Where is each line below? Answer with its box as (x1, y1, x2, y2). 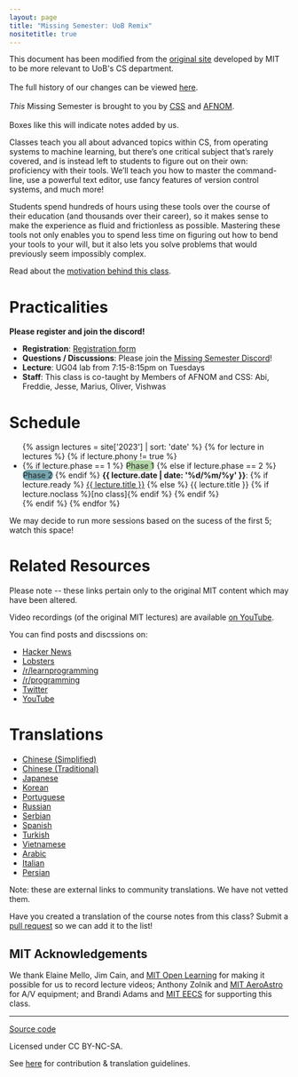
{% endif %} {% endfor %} (21, 498, 121, 509)
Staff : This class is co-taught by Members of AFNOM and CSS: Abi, (21, 372, 270, 383)
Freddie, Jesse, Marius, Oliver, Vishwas (21, 381, 167, 392)
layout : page (9, 12, 58, 22)
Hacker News (21, 646, 73, 657)
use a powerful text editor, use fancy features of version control (26, 175, 259, 186)
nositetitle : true (9, 29, 77, 38)
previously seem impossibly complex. (9, 249, 146, 259)
